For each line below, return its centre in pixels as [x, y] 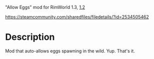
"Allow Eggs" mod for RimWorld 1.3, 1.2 [45, 7]
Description [30, 37]
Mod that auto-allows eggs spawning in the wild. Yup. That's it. [70, 51]
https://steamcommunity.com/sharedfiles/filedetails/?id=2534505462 [77, 17]
